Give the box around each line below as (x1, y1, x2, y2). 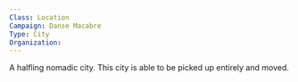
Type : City (9, 29, 50, 38)
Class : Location (9, 12, 70, 22)
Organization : (9, 37, 62, 47)
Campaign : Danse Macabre (9, 21, 102, 30)
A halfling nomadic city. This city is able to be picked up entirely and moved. (9, 62, 290, 73)
